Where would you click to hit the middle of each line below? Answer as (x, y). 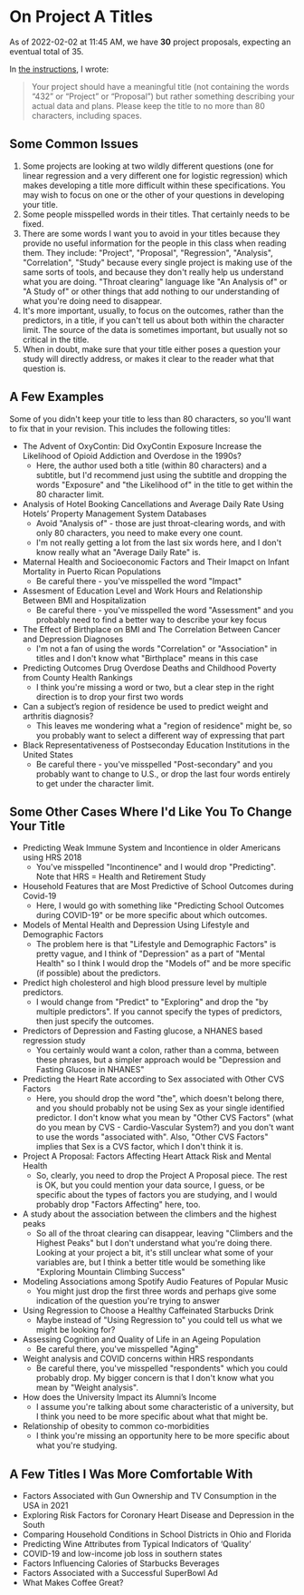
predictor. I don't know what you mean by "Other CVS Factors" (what (165, 1118)
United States (48, 754)
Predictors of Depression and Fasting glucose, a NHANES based (142, 1031)
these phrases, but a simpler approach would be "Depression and (158, 1060)
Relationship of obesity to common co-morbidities (116, 1426)
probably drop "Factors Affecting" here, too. (118, 1205)
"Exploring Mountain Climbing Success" (110, 1272)
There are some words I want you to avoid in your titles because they (151, 233)
